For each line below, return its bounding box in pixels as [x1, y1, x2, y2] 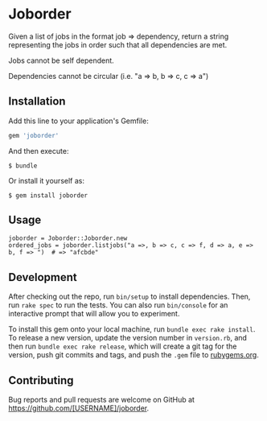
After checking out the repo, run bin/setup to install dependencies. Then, [8, 291, 251, 302]
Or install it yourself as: [8, 175, 84, 185]
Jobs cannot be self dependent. [8, 56, 114, 65]
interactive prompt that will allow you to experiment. [8, 309, 180, 319]
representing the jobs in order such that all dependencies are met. [8, 39, 228, 49]
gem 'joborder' [8, 131, 60, 139]
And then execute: [8, 146, 69, 155]
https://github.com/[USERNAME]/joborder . [8, 403, 150, 413]
